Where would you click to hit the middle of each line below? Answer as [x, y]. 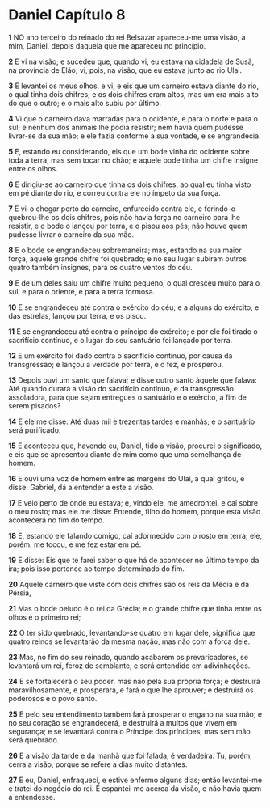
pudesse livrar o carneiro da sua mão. [71, 234]
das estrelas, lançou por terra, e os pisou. [77, 315]
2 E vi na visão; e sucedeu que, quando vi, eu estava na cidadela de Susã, [131, 61]
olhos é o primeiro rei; [45, 617]
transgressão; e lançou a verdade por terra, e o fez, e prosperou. [116, 364]
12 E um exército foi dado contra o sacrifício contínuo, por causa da [120, 355]
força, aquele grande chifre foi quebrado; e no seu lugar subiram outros [128, 258]
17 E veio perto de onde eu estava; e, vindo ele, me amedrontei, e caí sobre [133, 502]
